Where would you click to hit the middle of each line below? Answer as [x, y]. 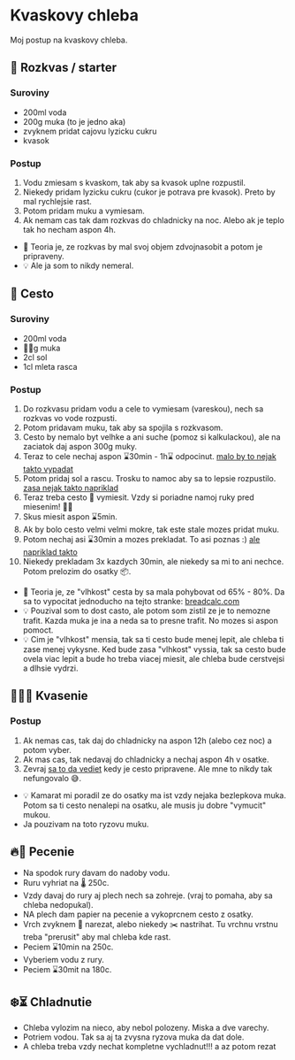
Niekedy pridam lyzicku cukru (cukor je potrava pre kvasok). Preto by [149, 192]
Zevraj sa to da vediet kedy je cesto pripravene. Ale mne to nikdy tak [147, 768]
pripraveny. [43, 256]
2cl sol [35, 357]
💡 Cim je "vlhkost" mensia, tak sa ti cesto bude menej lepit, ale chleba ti [153, 639]
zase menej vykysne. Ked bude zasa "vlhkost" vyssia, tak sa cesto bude [154, 649]
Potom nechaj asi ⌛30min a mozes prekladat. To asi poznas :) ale [141, 539]
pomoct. [38, 630]
